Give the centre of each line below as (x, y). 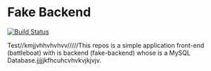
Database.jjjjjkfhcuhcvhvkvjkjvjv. (55, 60)
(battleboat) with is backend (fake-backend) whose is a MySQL (99, 53)
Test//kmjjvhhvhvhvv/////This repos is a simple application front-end (106, 45)
